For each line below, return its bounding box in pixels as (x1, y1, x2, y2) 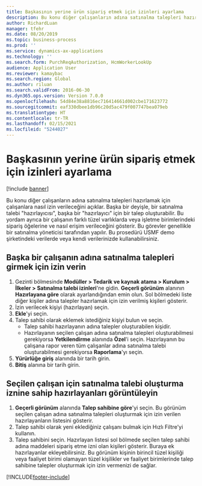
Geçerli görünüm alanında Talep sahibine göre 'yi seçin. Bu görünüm (14, 404, 186, 411)
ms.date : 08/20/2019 (6, 31, 58, 37)
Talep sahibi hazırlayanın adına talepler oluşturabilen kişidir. (23, 323, 171, 330)
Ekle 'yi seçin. (14, 310, 49, 317)
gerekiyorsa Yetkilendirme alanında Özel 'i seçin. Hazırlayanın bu (23, 335, 185, 343)
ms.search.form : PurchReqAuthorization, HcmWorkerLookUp (6, 59, 152, 65)
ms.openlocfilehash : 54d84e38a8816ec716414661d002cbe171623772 (6, 98, 168, 104)
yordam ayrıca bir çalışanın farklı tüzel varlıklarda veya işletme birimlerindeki (6, 216, 195, 223)
